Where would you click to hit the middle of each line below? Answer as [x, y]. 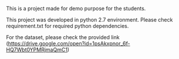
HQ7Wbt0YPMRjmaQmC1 [37, 50]
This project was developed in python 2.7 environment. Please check [89, 20]
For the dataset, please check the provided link [63, 37]
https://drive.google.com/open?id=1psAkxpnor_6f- [69, 44]
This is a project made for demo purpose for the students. [76, 8]
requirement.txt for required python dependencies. [67, 26]
